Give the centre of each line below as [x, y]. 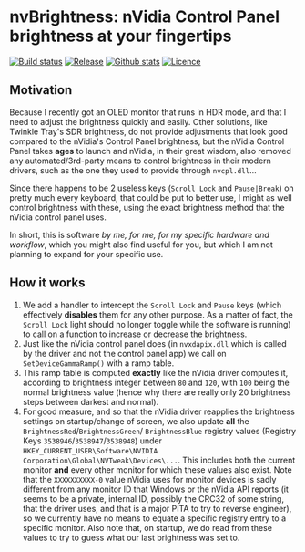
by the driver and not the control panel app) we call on [124, 353]
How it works [47, 283]
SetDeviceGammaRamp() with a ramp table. [98, 363]
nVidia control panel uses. [58, 217]
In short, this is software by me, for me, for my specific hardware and [140, 234]
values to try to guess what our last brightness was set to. [131, 537]
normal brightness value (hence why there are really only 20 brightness [157, 392]
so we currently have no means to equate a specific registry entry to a [154, 518]
